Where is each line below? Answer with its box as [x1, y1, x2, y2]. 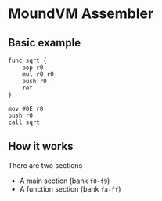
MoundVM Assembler [8, 5, 154, 23]
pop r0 [22, 64, 44, 71]
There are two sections [8, 160, 83, 170]
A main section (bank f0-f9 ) [19, 176, 110, 185]
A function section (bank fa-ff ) [19, 184, 121, 193]
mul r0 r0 [22, 71, 55, 79]
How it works [8, 140, 74, 153]
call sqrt [8, 119, 41, 126]
